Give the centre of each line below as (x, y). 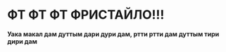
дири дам (22, 41)
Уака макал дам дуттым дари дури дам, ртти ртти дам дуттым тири (113, 34)
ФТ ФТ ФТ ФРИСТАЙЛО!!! (86, 15)
